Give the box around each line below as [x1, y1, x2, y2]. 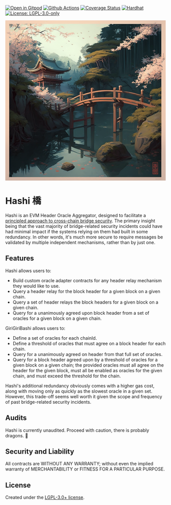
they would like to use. [12, 283, 60, 289]
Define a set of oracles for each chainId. [12, 335, 97, 341]
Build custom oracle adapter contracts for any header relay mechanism [12, 277, 162, 283]
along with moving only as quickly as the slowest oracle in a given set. [5, 388, 153, 394]
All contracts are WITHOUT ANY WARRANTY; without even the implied [5, 461, 154, 467]
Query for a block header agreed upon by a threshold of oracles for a [12, 357, 158, 363]
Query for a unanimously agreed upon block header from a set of [12, 310, 150, 316]
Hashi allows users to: [5, 268, 52, 274]
